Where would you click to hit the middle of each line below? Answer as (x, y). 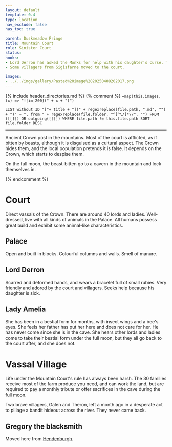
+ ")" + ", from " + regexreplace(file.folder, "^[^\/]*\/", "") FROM (82, 114)
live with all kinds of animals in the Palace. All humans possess (91, 219)
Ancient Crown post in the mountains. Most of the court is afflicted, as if (81, 137)
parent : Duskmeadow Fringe (34, 39)
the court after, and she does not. (40, 343)
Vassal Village (36, 364)
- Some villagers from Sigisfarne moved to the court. (65, 67)
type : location (21, 20)
